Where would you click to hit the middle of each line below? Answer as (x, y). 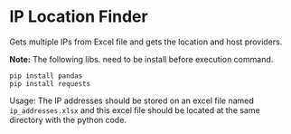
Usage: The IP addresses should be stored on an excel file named (132, 100)
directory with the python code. (68, 120)
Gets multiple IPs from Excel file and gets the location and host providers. (146, 42)
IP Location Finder (79, 17)
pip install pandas (46, 76)
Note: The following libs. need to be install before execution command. (141, 59)
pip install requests (50, 83)
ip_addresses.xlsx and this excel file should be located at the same (135, 110)
